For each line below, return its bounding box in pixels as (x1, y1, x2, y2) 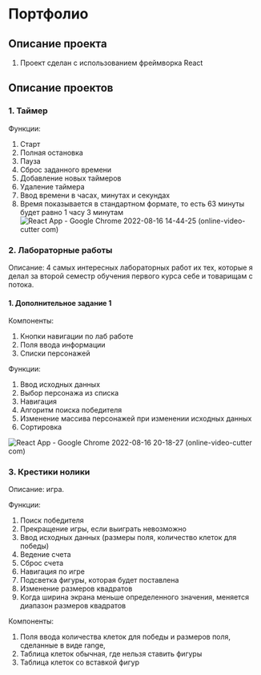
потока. (8, 279, 34, 289)
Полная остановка (19, 148, 84, 157)
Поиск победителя (19, 515, 84, 526)
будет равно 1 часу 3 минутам (19, 207, 124, 217)
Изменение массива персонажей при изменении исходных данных (19, 414, 252, 424)
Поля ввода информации (19, 340, 106, 350)
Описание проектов (8, 81, 114, 95)
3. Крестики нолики (8, 466, 90, 478)
